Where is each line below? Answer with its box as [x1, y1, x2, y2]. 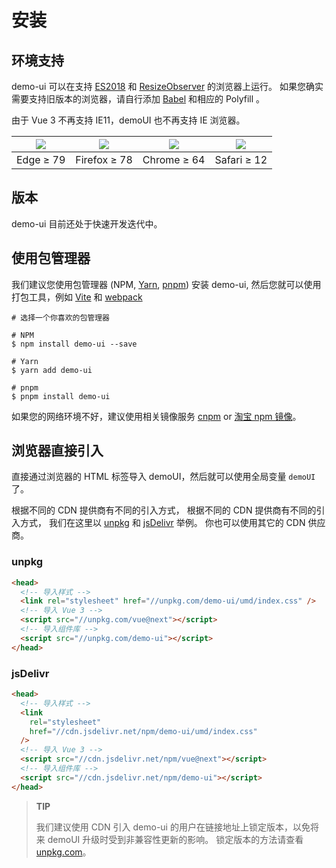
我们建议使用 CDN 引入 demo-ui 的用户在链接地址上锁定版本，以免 [35, 821, 311, 833]
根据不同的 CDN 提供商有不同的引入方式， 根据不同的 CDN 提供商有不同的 [11, 504, 317, 516]
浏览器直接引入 [11, 442, 104, 460]
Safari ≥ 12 [214, 153, 268, 166]
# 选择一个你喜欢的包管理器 [11, 312, 111, 323]
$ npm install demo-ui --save [11, 339, 138, 349]
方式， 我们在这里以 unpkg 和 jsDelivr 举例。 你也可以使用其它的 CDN [19, 517, 306, 529]
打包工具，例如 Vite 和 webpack [11, 291, 143, 303]
